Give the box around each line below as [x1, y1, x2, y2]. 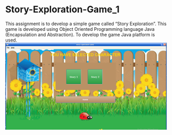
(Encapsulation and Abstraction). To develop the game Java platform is [5, 31, 155, 37]
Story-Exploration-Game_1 [5, 4, 120, 15]
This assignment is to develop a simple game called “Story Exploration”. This [5, 21, 167, 27]
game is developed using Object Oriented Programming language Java [5, 26, 155, 32]
